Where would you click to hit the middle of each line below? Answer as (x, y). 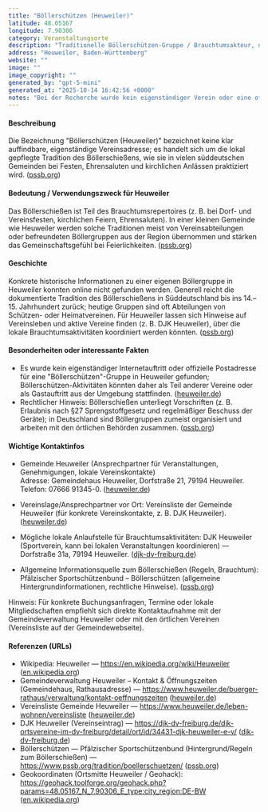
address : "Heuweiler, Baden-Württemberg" (78, 53)
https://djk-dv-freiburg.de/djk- (184, 723)
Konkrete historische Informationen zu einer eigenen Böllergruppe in (120, 281)
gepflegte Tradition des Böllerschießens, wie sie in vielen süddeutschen (126, 158)
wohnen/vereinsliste (53, 715)
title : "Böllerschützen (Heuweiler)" (71, 16)
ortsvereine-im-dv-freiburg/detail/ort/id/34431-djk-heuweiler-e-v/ (128, 732)
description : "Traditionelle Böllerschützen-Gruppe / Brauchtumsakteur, (132, 46)
